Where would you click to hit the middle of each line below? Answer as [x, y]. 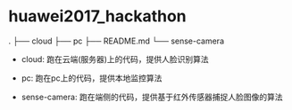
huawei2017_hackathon [97, 16]
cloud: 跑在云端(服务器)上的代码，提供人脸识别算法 [115, 59]
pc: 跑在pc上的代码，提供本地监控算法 [92, 78]
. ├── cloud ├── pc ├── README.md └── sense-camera [117, 41]
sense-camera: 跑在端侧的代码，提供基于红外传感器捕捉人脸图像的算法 [152, 97]
